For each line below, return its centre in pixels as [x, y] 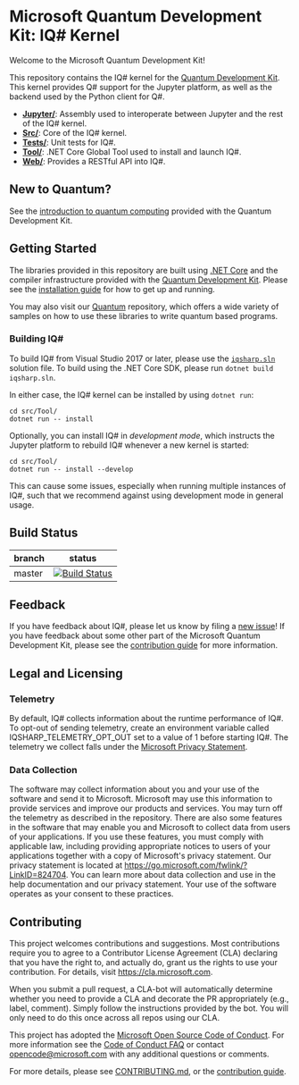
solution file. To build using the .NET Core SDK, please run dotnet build [141, 367]
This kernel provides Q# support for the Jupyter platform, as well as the [141, 87]
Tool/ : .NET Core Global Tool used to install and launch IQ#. [132, 151]
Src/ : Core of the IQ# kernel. [75, 132]
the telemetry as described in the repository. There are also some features [146, 818]
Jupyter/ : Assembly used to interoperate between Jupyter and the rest [153, 114]
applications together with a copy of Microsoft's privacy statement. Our [141, 856]
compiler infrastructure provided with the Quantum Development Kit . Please [149, 280]
